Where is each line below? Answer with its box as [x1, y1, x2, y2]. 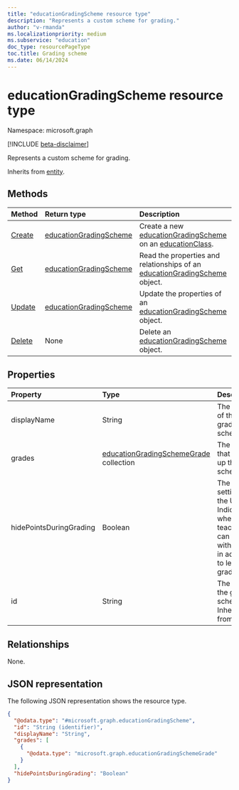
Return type [45, 209, 87, 219]
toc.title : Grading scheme [7, 50, 87, 58]
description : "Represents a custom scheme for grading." [7, 17, 180, 24]
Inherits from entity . [7, 167, 65, 176]
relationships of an [139, 259, 201, 269]
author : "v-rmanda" [7, 23, 65, 31]
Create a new [139, 221, 184, 231]
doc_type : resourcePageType [7, 43, 91, 50]
